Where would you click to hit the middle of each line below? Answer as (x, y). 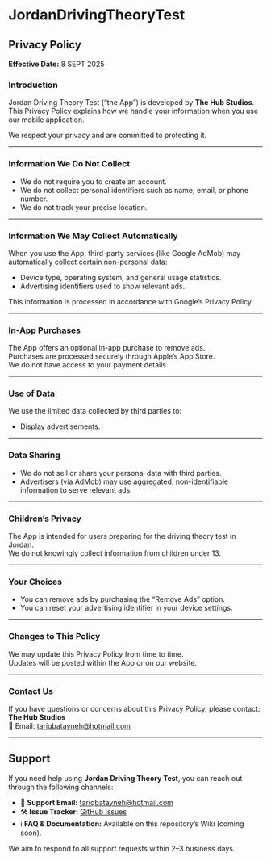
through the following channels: (61, 787)
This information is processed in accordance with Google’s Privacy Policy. (131, 301)
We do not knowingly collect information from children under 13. (115, 553)
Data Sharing (34, 456)
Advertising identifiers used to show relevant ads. (102, 286)
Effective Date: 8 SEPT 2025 (56, 64)
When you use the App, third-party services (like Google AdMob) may (125, 253)
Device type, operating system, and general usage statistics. (121, 277)
